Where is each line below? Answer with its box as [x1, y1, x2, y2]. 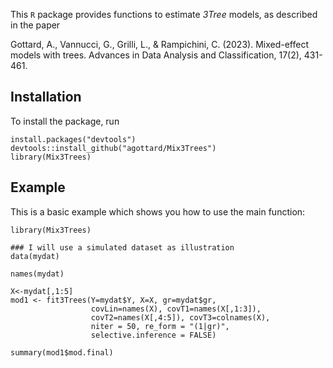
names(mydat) [10, 269, 65, 279]
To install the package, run [10, 115, 120, 127]
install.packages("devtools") [10, 134, 137, 144]
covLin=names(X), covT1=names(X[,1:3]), [90, 304, 262, 314]
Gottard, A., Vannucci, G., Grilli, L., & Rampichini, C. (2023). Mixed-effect [10, 39, 309, 50]
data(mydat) [10, 251, 60, 261]
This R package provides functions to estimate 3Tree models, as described [10, 9, 318, 20]
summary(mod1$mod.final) [10, 347, 114, 358]
